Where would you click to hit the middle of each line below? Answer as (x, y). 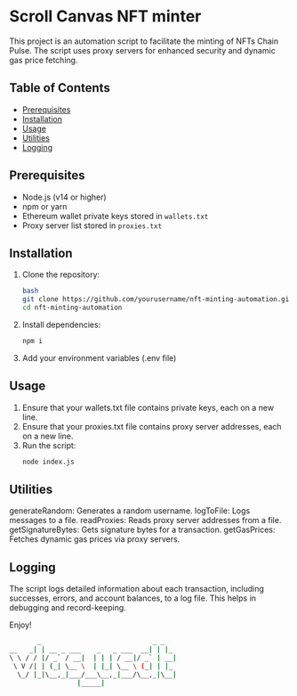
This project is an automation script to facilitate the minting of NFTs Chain (144, 41)
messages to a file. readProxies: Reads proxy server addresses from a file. (145, 520)
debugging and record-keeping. (68, 608)
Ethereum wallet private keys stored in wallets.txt (115, 216)
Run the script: (49, 445)
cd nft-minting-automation (72, 308)
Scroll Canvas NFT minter (105, 16)
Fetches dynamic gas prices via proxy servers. (95, 539)
